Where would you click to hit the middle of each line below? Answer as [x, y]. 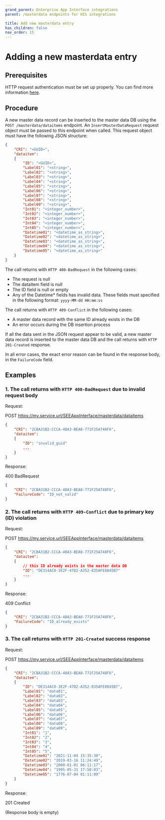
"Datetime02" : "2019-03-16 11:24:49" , [63, 761]
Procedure [22, 108]
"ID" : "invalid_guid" [45, 443]
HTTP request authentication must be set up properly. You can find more [79, 87]
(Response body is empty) [32, 812]
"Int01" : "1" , [37, 733]
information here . [23, 93]
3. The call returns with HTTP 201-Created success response [78, 639]
